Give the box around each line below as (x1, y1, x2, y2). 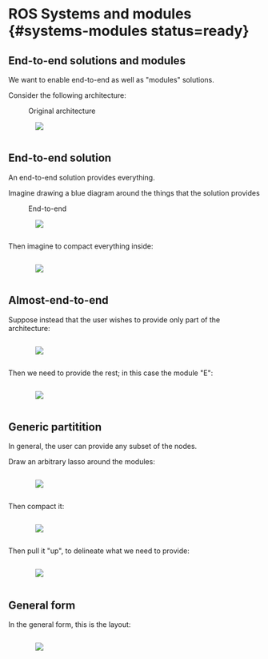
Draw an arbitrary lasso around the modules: (8, 457, 156, 467)
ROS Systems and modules (8, 5, 192, 23)
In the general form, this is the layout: (8, 620, 131, 629)
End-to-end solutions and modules (8, 54, 186, 67)
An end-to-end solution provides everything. (8, 172, 155, 182)
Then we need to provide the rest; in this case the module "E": (8, 368, 214, 378)
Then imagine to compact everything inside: (8, 241, 154, 251)
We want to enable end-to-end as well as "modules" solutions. (8, 75, 214, 84)
